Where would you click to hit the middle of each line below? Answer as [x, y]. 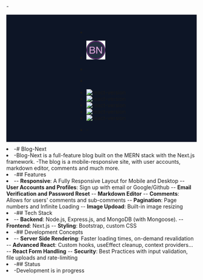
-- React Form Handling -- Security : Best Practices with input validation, [97, 251]
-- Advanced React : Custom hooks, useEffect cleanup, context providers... [100, 245]
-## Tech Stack [33, 213]
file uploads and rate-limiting [42, 258]
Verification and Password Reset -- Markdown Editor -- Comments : [93, 194]
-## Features [30, 175]
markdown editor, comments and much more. [63, 168]
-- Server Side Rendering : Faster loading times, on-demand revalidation [104, 238]
